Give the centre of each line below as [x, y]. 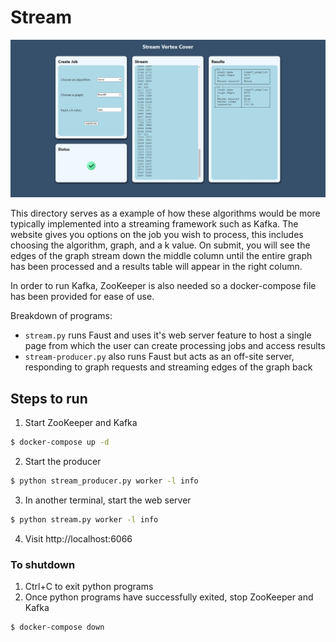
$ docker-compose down [57, 627]
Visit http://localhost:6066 [78, 538]
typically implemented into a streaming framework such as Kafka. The [154, 224]
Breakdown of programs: [61, 316]
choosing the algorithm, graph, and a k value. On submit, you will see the [160, 245]
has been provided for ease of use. [82, 297]
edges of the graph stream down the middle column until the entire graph [161, 256]
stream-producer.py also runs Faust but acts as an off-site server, [159, 357]
